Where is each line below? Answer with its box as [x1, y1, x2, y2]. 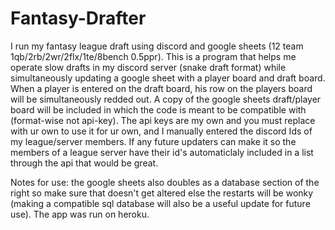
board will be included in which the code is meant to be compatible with [10, 103, 307, 116]
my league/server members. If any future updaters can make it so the [10, 135, 297, 147]
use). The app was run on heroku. [10, 208, 150, 220]
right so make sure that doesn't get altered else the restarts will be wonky [10, 187, 314, 199]
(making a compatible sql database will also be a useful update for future [10, 197, 311, 209]
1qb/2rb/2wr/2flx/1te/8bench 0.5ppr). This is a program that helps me [10, 50, 297, 62]
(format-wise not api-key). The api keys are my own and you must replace [10, 114, 316, 126]
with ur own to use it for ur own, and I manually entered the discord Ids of [10, 125, 313, 137]
